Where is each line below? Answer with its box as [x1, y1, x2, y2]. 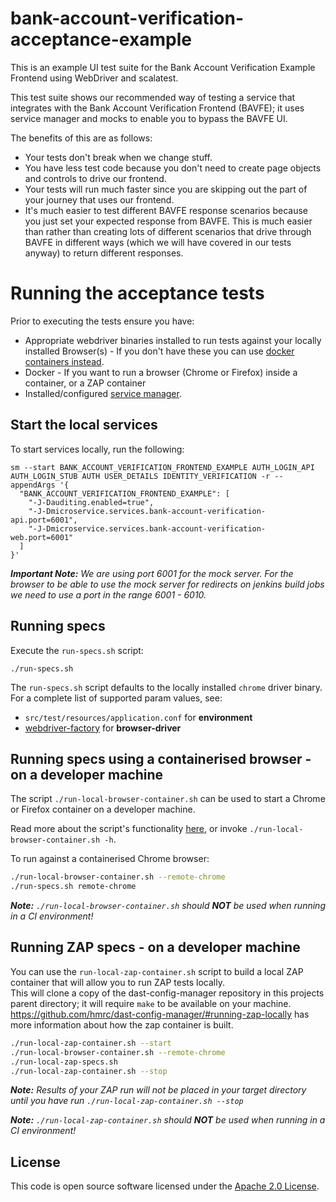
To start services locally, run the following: [10, 443, 185, 455]
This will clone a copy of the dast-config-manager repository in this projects [10, 987, 325, 999]
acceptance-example [10, 28, 192, 51]
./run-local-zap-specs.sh [10, 1057, 118, 1067]
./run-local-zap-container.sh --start [10, 1038, 172, 1048]
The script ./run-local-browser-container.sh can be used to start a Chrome [10, 793, 326, 805]
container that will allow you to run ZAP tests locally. [10, 976, 225, 988]
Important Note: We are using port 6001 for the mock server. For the [10, 567, 294, 579]
